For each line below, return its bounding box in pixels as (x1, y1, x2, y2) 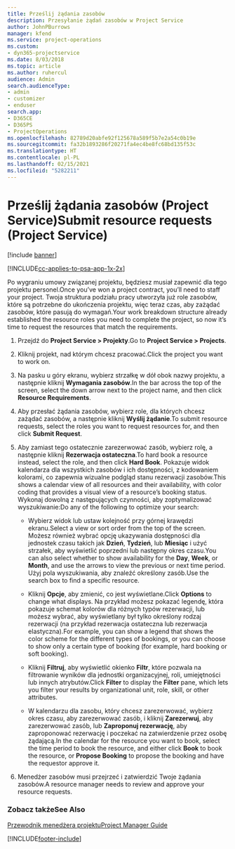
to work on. (17, 357, 51, 365)
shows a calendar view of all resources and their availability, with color (17, 480, 222, 488)
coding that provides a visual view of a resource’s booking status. (17, 488, 207, 496)
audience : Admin (7, 75, 55, 83)
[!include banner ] (7, 250, 58, 259)
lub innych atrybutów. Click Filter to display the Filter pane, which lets (27, 678, 229, 686)
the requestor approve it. (27, 758, 100, 767)
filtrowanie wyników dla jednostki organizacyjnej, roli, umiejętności (27, 670, 221, 679)
